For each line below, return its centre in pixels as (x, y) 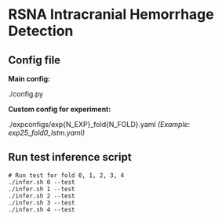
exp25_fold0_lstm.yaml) (47, 132)
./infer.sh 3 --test (42, 203)
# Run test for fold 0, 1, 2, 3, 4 (66, 175)
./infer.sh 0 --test (42, 182)
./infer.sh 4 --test (42, 209)
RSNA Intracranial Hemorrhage (111, 14)
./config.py (26, 94)
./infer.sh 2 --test (42, 196)
